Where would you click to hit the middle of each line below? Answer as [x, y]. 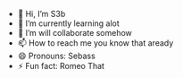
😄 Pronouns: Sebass [56, 56]
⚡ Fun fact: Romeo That [61, 66]
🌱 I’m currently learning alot [69, 23]
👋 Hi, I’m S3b [42, 14]
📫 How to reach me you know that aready [96, 43]
